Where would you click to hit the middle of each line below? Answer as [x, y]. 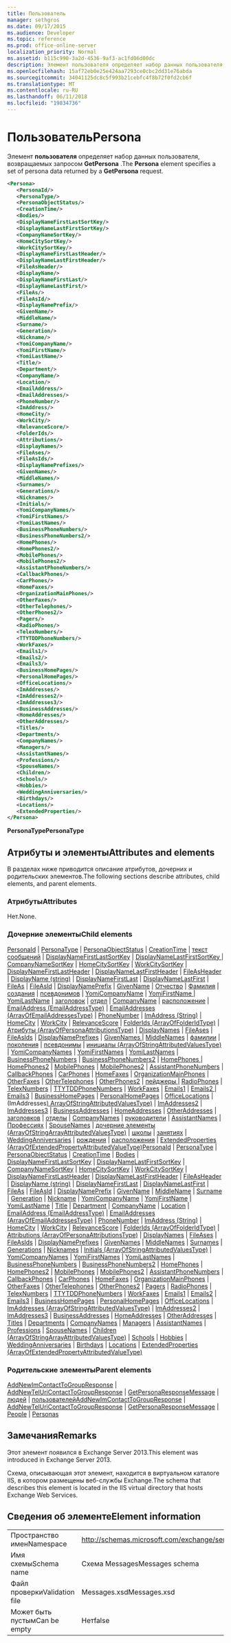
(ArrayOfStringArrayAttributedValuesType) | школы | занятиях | [97, 1132]
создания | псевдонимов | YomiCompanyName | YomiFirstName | [101, 993]
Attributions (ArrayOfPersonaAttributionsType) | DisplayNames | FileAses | [112, 1234]
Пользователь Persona [74, 137]
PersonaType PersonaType [46, 831]
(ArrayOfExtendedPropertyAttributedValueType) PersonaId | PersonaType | [112, 1147]
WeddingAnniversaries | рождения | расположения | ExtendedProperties [112, 1139]
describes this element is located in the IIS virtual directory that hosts [105, 1487]
